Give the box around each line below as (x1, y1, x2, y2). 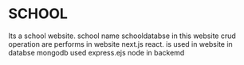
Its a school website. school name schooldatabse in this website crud (8, 31, 237, 40)
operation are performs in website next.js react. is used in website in (8, 39, 233, 48)
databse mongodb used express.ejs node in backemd (8, 48, 185, 57)
